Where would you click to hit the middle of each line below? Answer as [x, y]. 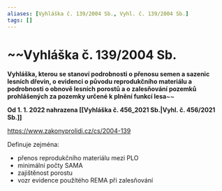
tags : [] [20, 20]
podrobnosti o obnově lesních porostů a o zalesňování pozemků [102, 89]
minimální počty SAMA [50, 166]
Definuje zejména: [33, 145]
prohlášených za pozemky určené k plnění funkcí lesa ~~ [91, 97]
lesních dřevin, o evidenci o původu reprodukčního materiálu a [99, 82]
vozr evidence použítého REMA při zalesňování [85, 181]
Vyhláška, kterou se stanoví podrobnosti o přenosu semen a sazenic [109, 74]
